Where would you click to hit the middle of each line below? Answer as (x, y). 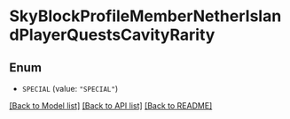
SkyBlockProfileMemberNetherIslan (145, 16)
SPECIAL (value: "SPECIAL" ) (70, 89)
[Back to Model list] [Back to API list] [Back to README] (111, 106)
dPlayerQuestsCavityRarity (112, 35)
